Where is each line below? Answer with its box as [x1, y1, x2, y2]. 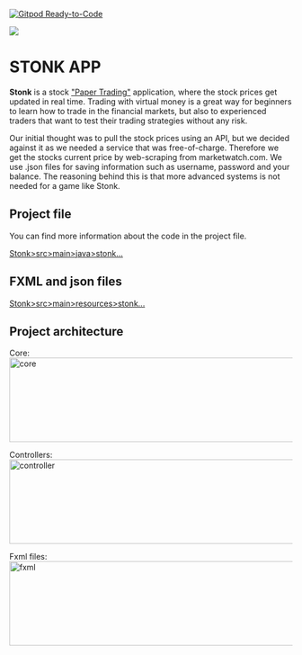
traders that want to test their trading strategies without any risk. [9, 115, 248, 126]
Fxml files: [9, 552, 48, 562]
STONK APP [9, 57, 102, 77]
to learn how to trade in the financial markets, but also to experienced [9, 105, 267, 116]
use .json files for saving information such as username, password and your [9, 161, 290, 172]
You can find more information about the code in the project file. [9, 230, 247, 241]
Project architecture [9, 324, 124, 339]
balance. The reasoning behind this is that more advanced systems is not [9, 171, 280, 182]
